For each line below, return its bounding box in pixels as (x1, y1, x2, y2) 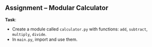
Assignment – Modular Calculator (5, 4, 108, 12)
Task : (5, 16, 17, 22)
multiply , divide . (12, 31, 47, 37)
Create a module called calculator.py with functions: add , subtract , (12, 26, 148, 32)
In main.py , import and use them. (12, 36, 78, 42)
